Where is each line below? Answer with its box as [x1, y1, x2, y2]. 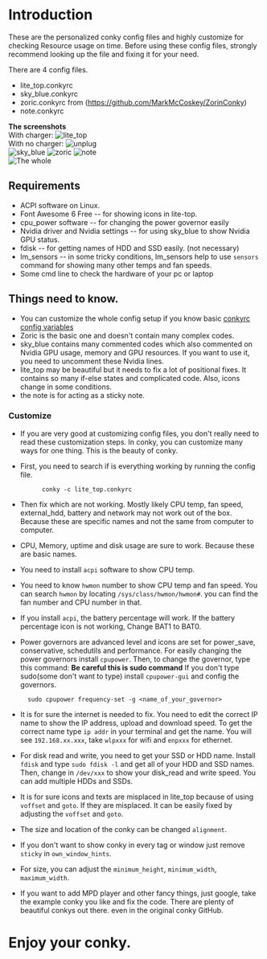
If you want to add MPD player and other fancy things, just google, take [19, 888, 257, 898]
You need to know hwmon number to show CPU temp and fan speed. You [19, 580, 258, 590]
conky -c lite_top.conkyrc [41, 485, 133, 494]
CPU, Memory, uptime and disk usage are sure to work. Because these [19, 540, 255, 550]
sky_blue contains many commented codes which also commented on [19, 339, 253, 349]
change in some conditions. [19, 382, 113, 391]
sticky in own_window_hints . [19, 848, 112, 858]
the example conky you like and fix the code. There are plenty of [19, 896, 235, 906]
